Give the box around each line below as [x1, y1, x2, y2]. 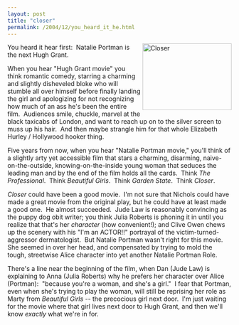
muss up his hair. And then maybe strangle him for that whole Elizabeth [7, 125, 218, 134]
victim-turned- [176, 228, 219, 237]
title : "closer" [7, 17, 55, 24]
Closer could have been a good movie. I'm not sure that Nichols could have [7, 190, 230, 199]
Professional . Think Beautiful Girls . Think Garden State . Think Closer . [7, 176, 216, 185]
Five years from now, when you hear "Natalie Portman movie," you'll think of [7, 146, 231, 155]
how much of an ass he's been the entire [7, 102, 127, 111]
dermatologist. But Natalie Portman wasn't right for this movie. [38, 235, 223, 244]
